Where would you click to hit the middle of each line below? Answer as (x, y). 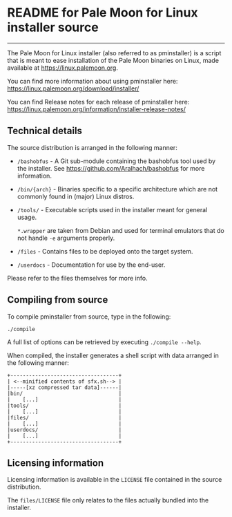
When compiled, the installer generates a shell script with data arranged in (113, 355)
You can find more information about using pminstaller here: (93, 81)
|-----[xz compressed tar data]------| (65, 387)
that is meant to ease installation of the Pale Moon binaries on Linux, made (113, 60)
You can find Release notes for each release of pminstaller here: (98, 102)
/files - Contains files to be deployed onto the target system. (105, 251)
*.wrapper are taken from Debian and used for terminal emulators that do (120, 230)
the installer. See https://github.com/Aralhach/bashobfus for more (111, 168)
